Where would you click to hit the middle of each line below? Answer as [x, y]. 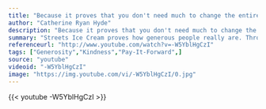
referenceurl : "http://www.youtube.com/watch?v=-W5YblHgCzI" [111, 45]
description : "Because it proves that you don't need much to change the [133, 30]
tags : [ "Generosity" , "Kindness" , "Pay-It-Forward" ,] [95, 52]
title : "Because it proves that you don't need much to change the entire [134, 15]
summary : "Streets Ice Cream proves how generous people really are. [125, 38]
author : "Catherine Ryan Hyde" [60, 23]
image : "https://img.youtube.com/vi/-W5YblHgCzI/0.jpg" [102, 74]
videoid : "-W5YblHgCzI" [47, 67]
